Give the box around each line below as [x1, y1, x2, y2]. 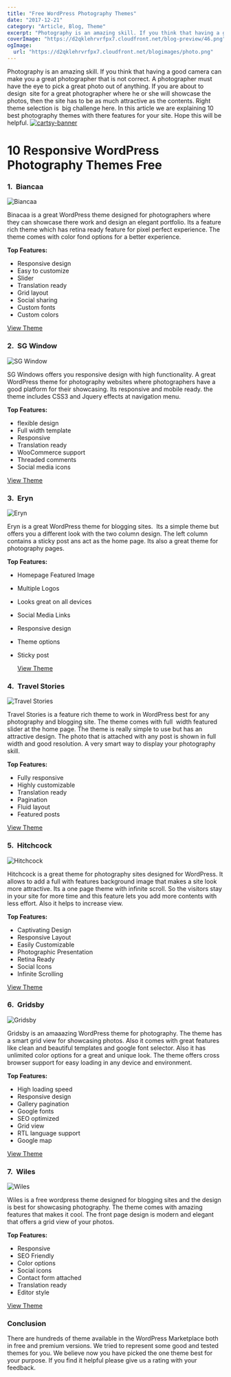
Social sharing [16, 296, 58, 304]
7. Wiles [7, 1166, 36, 1176]
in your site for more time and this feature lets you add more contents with [7, 892, 217, 900]
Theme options [16, 638, 60, 646]
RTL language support [16, 1128, 80, 1137]
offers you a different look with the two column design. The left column [7, 529, 208, 538]
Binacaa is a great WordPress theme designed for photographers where [7, 211, 211, 219]
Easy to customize [16, 266, 69, 275]
